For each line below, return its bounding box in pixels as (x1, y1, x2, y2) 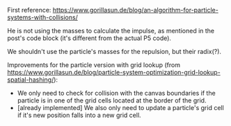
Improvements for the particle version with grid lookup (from (7, 61, 181, 69)
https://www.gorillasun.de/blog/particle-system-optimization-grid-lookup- (7, 69, 221, 76)
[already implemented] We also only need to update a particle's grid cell (17, 104, 224, 111)
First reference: (7, 6, 51, 14)
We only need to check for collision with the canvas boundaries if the (17, 89, 216, 97)
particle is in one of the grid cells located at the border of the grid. (17, 96, 207, 105)
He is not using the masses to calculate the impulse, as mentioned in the (7, 27, 215, 35)
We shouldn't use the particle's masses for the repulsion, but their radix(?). (7, 48, 221, 55)
